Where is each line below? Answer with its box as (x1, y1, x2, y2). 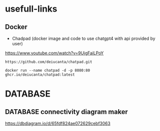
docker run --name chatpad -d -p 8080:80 (5, 68, 90, 73)
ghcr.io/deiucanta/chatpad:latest (5, 72, 75, 77)
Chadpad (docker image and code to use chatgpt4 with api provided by (12, 35, 156, 41)
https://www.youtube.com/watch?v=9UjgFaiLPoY (5, 50, 104, 56)
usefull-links (5, 3, 57, 15)
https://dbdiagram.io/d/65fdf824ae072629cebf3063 (5, 120, 111, 126)
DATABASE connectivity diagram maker (5, 108, 128, 116)
